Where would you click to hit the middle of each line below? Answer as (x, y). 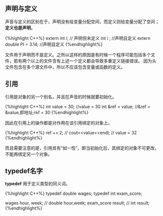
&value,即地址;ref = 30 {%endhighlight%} (47, 112)
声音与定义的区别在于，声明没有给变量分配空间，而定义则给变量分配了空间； (82, 22)
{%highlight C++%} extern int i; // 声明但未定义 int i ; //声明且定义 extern (78, 38)
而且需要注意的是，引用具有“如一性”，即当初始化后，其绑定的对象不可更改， (82, 148)
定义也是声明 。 (20, 27)
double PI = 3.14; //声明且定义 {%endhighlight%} (54, 44)
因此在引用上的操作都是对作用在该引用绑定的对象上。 (59, 123)
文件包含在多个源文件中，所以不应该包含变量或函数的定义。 (65, 67)
